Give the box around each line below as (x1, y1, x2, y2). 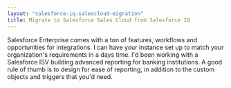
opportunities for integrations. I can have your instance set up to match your (7, 43, 224, 51)
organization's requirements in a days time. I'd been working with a (7, 50, 198, 59)
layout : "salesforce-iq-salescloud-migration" (7, 10, 144, 17)
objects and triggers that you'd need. (7, 72, 113, 80)
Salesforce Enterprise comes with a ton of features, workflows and (7, 35, 198, 44)
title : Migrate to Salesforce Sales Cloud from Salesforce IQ (7, 17, 190, 24)
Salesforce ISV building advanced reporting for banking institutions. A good (7, 58, 223, 66)
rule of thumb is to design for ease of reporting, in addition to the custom (7, 65, 215, 73)
